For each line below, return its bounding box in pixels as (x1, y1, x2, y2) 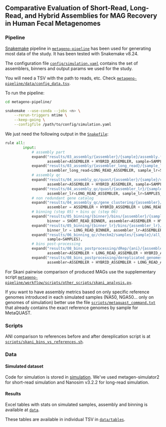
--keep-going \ (14, 117, 45, 122)
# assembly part (31, 150, 65, 155)
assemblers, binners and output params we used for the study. (5, 65, 133, 71)
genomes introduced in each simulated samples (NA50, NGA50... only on (5, 294, 154, 300)
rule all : (5, 141, 26, 146)
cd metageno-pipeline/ (5, 99, 52, 104)
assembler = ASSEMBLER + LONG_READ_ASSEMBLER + (47, 251, 142, 256)
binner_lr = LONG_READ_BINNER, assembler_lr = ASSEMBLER (47, 228, 163, 233)
